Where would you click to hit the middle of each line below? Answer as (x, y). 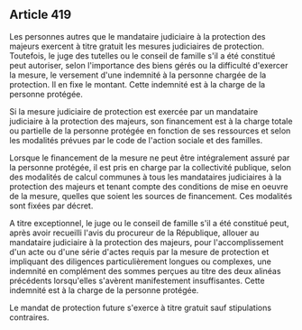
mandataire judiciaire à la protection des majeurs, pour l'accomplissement (146, 242)
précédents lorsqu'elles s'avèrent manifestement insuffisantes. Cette (137, 280)
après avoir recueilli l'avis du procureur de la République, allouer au (134, 233)
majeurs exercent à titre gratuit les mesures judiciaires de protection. (137, 46)
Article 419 (41, 15)
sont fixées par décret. (51, 206)
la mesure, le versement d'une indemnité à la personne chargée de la (138, 75)
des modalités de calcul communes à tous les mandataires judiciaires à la (146, 177)
